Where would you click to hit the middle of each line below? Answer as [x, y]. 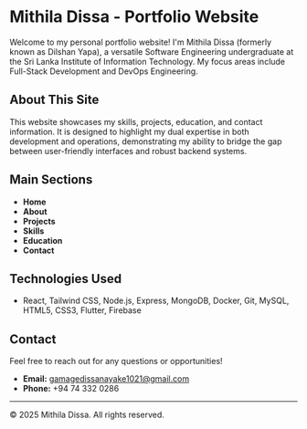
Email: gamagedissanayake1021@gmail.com [106, 379]
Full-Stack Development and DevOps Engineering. [104, 71]
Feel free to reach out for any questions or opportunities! [116, 361]
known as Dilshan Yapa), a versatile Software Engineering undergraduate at [152, 51]
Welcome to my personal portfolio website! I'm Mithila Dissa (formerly [141, 42]
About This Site [54, 100]
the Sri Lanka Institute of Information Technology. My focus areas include [148, 61]
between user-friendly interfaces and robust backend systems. [128, 151]
